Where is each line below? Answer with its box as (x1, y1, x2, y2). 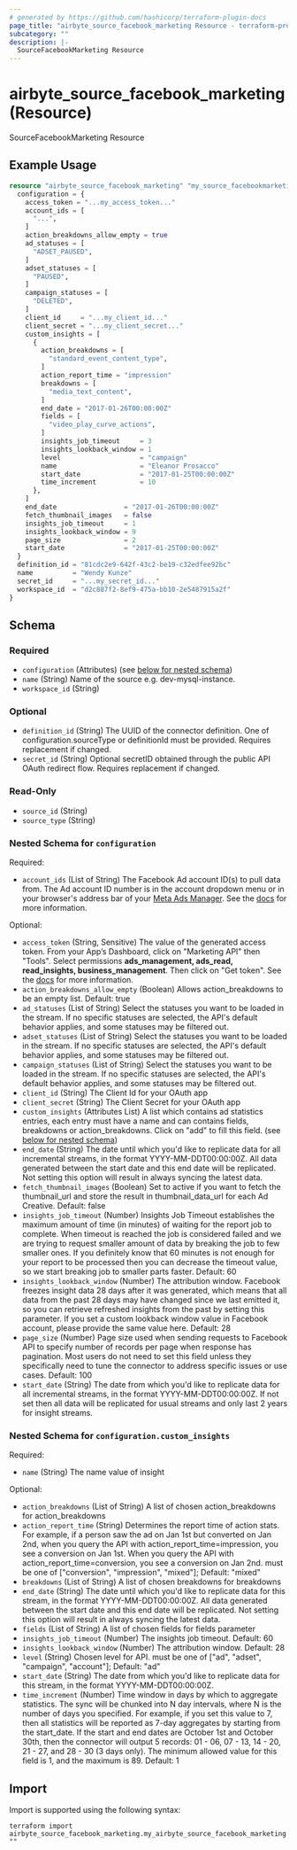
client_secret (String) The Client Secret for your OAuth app (21, 1097, 241, 1108)
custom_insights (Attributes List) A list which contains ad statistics (21, 1107, 263, 1117)
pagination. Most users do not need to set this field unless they (21, 1351, 252, 1362)
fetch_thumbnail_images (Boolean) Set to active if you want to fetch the (21, 1182, 281, 1193)
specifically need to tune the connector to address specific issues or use (21, 1361, 287, 1372)
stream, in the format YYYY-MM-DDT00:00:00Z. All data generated (21, 1596, 268, 1606)
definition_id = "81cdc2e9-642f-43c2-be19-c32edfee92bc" (17, 560, 232, 570)
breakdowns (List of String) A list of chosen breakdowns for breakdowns (21, 1576, 281, 1587)
